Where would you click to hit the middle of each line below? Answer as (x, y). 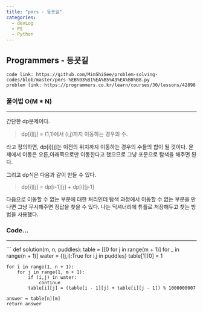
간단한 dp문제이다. (28, 121)
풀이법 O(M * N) (29, 101)
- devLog (23, 23)
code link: (20, 74)
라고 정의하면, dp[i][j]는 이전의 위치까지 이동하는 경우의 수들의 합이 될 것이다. (97, 147)
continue (50, 282)
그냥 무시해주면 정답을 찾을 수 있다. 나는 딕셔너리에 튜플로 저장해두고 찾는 (104, 207)
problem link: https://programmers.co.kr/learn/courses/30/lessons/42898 (101, 85)
